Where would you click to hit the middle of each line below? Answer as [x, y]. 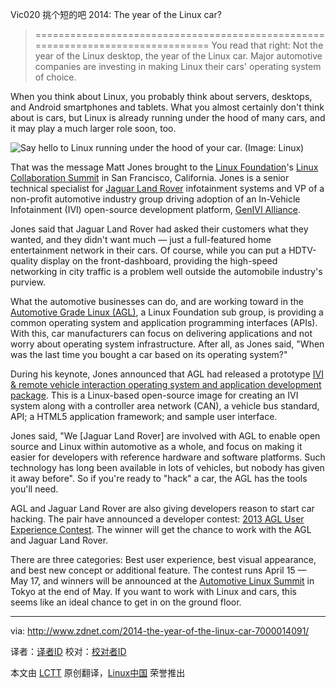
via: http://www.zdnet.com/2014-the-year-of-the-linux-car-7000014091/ [160, 631]
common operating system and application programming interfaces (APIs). [164, 322]
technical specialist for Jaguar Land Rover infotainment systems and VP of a [167, 188]
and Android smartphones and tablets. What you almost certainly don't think [167, 107]
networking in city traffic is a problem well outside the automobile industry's [166, 271]
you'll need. [34, 489]
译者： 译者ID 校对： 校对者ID [68, 651]
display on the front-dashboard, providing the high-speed [159, 261]
